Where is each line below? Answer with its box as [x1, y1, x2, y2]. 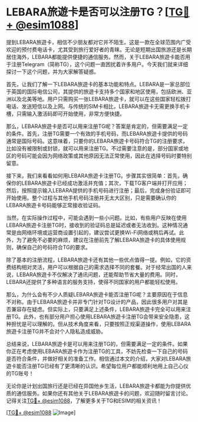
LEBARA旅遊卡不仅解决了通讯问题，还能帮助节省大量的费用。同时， [16, 271, 181, 278]
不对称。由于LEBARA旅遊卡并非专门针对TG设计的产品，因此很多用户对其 [6, 298, 183, 305]
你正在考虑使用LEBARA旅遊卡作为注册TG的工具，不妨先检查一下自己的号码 [6, 348, 188, 355]
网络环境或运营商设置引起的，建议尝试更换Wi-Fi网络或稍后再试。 [21, 228, 180, 236]
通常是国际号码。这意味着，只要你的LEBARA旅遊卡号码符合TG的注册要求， [6, 137, 188, 145]
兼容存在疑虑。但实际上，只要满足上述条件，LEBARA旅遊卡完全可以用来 [11, 305, 186, 313]
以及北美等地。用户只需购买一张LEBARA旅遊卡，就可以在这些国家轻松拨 [11, 95, 186, 102]
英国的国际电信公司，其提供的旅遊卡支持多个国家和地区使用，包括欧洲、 [11, 88, 187, 95]
